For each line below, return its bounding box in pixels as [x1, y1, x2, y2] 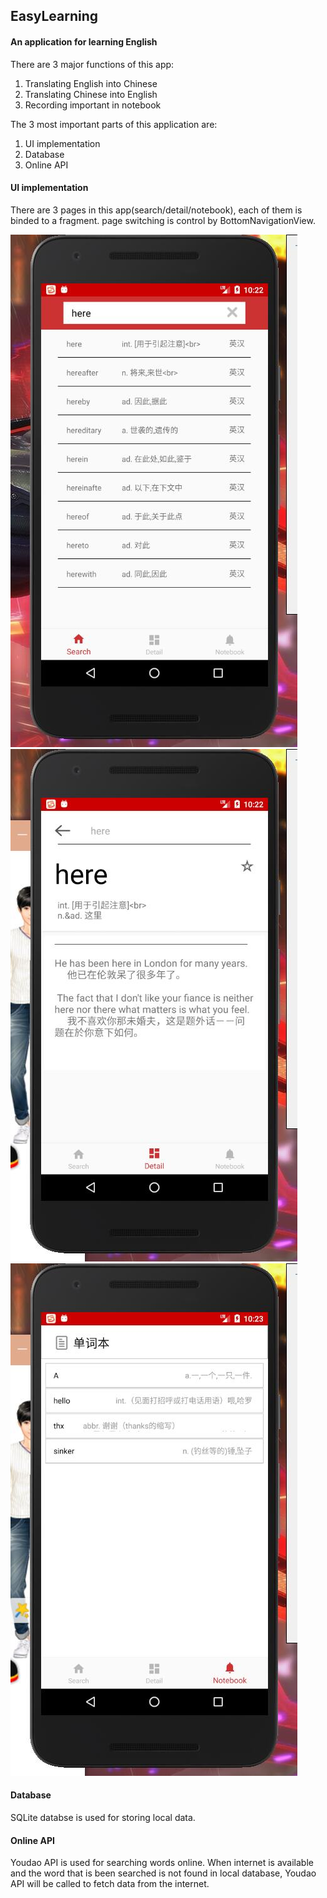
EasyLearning [10, 8, 98, 25]
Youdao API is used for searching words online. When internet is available [10, 1857, 314, 1869]
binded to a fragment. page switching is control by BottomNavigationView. [10, 214, 316, 226]
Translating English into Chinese [24, 77, 158, 89]
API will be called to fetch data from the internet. [10, 1878, 210, 1890]
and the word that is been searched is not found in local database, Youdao [10, 1867, 317, 1879]
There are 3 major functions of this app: [10, 58, 175, 70]
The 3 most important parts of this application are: [10, 118, 218, 130]
